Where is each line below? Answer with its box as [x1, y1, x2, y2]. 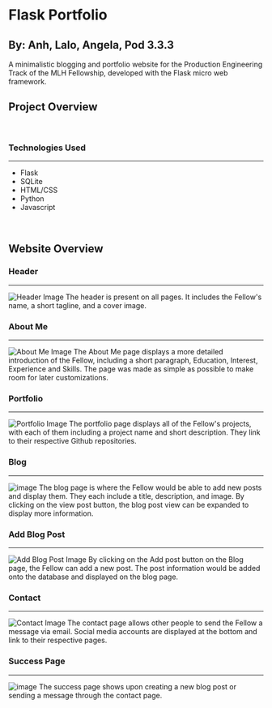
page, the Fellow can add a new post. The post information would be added [8, 563, 261, 573]
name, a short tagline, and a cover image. [8, 300, 147, 310]
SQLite [19, 177, 43, 187]
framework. [8, 77, 47, 86]
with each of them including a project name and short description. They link [8, 427, 261, 437]
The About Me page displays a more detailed [73, 347, 224, 357]
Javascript [19, 203, 56, 212]
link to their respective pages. [8, 635, 108, 646]
